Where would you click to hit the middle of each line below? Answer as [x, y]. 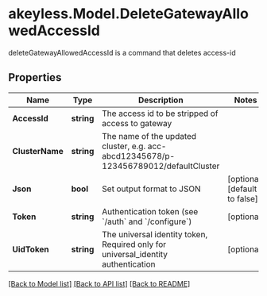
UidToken [31, 249]
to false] [243, 198]
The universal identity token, [155, 234]
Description [161, 100]
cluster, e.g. [124, 146]
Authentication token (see [150, 211]
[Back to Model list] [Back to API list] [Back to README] [99, 283]
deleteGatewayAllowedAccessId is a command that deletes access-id [122, 52]
